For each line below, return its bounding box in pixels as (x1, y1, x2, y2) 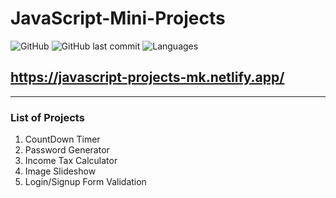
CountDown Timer (24, 133, 101, 146)
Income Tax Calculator (24, 155, 118, 167)
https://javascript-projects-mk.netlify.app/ (10, 69, 285, 86)
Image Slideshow (24, 165, 97, 177)
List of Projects (10, 110, 85, 124)
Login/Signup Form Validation (24, 176, 147, 188)
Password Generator (24, 144, 110, 156)
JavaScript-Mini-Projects (10, 7, 226, 30)
